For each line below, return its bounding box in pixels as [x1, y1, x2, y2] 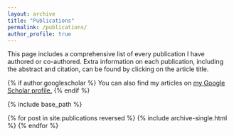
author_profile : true [7, 30, 72, 38]
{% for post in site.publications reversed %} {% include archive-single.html [7, 114, 228, 122]
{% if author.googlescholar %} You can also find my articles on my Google [7, 79, 225, 88]
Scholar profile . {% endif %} [7, 86, 90, 95]
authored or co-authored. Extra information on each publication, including [7, 58, 224, 66]
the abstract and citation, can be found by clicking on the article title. [7, 65, 209, 73]
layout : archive [7, 10, 55, 18]
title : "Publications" [7, 17, 75, 24]
